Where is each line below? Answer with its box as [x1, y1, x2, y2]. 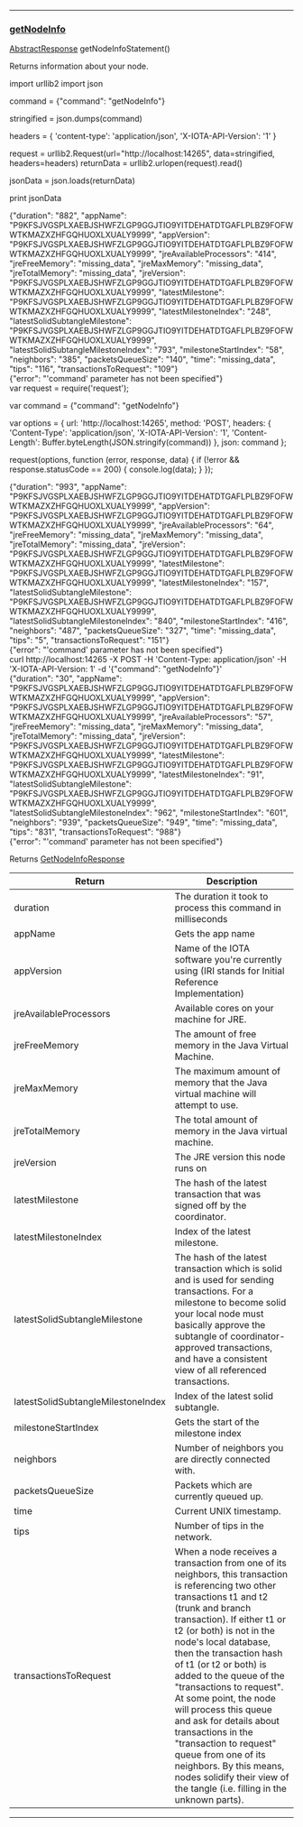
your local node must [174, 1307, 264, 1320]
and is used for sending [174, 1274, 275, 1287]
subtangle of [174, 1330, 228, 1343]
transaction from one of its [174, 1557, 287, 1570]
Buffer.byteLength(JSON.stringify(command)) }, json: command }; [41, 437, 287, 448]
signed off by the [174, 1199, 247, 1212]
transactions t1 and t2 [174, 1591, 269, 1603]
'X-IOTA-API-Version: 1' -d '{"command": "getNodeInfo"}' [9, 664, 223, 675]
